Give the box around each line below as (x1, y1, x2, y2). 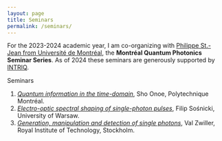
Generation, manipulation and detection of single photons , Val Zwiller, (16, 119, 215, 127)
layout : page (7, 10, 45, 17)
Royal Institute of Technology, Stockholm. (16, 126, 135, 134)
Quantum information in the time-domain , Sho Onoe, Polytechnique (16, 90, 209, 98)
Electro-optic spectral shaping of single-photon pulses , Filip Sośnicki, (16, 104, 215, 113)
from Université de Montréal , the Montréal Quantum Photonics (23, 49, 203, 57)
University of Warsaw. (16, 112, 80, 120)
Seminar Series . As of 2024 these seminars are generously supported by (7, 56, 215, 64)
